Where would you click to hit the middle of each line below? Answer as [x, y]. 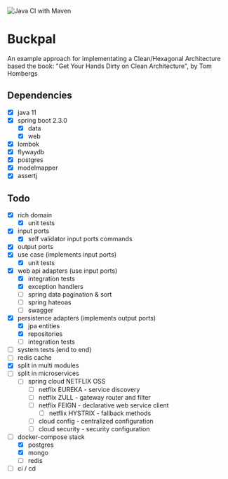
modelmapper [38, 168]
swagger [41, 310]
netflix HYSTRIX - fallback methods [100, 413]
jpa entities [44, 326]
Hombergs [22, 73]
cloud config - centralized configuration [96, 421]
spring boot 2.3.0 [42, 120]
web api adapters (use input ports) [67, 271]
